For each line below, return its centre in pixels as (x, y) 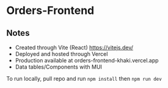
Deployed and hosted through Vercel (61, 54)
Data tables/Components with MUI (59, 67)
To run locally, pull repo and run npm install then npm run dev (84, 79)
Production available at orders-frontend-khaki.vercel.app (87, 60)
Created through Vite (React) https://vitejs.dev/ (74, 47)
